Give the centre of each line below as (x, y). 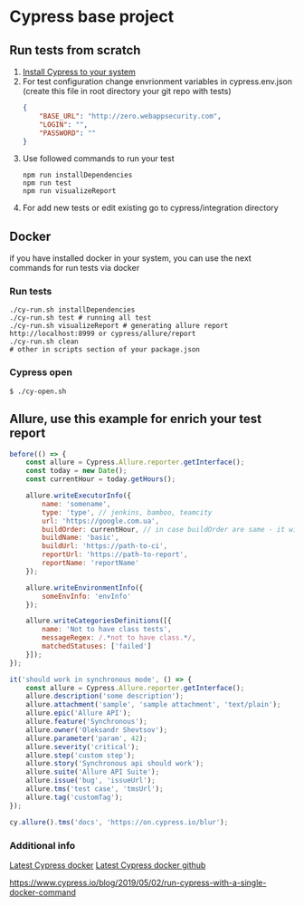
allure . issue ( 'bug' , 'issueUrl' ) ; (90, 781)
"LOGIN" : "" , (64, 124)
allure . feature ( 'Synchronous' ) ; (86, 722)
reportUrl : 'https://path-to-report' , (115, 554)
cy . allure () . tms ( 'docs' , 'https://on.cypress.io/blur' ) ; (119, 822)
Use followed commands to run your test (98, 159)
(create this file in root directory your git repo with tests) (127, 91)
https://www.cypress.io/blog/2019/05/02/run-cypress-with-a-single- (138, 882)
